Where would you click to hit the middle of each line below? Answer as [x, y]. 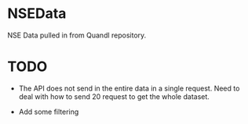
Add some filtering [49, 112]
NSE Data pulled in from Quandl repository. [77, 35]
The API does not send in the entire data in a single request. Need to [129, 88]
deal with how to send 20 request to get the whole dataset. [114, 96]
